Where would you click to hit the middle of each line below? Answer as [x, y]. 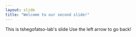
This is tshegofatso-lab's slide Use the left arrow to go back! [69, 29]
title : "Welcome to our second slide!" [47, 15]
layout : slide [20, 10]
